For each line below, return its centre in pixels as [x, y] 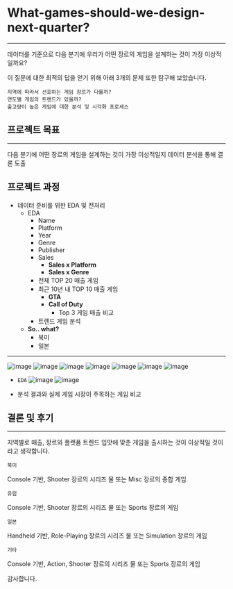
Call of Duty [66, 304]
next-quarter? [49, 27]
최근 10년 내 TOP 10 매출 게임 [78, 289]
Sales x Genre [69, 272]
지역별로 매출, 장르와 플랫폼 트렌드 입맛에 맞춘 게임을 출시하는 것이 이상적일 [109, 442]
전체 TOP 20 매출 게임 [68, 280]
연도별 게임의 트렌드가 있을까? [44, 99]
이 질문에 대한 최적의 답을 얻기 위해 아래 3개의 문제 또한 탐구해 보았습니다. [107, 77]
